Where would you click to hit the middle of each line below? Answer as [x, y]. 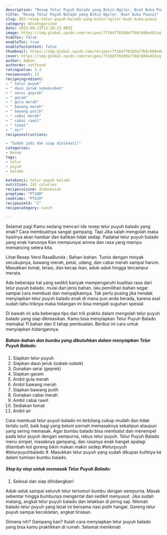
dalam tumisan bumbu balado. [36, 458]
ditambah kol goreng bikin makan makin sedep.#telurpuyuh [66, 447]
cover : [12, 56]
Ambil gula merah [31, 379]
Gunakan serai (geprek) [37, 369]
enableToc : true [22, 42]
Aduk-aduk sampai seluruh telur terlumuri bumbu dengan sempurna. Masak [83, 491]
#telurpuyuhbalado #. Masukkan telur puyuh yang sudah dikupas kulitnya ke [83, 452]
